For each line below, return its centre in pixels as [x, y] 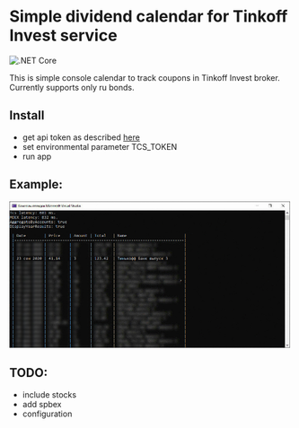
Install [27, 115]
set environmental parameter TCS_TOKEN [100, 146]
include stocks [49, 394]
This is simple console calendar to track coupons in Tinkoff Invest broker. [145, 77]
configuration [47, 414]
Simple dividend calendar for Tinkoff [149, 17]
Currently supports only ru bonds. [72, 87]
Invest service [64, 35]
